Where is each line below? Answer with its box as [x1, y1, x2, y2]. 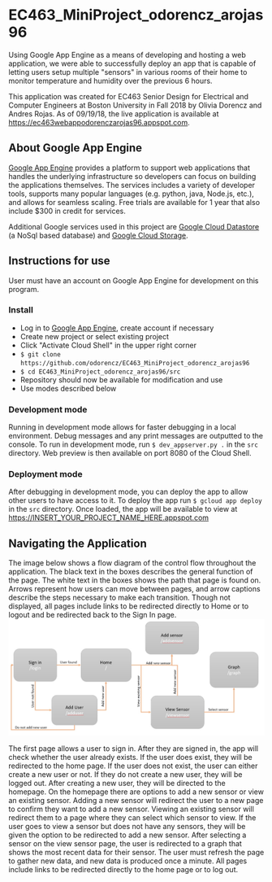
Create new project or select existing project [19, 331, 169, 341]
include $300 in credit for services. [8, 206, 126, 216]
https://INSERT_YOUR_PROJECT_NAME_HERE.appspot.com [8, 513, 209, 522]
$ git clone [19, 350, 61, 359]
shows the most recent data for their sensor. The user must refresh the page [8, 847, 265, 857]
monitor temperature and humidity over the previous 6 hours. [8, 76, 213, 85]
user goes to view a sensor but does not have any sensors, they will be [8, 821, 246, 831]
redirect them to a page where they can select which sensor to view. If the [8, 812, 257, 823]
